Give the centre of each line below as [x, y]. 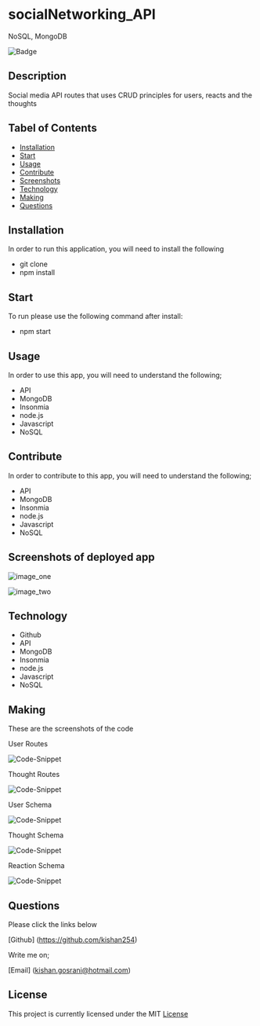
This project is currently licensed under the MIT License [98, 1013]
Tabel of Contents [53, 128]
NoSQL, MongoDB [38, 36]
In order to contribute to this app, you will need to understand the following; [130, 475]
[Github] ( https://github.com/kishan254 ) [73, 940]
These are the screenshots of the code [71, 729]
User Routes [28, 744]
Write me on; [29, 955]
